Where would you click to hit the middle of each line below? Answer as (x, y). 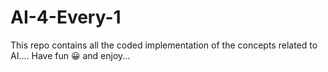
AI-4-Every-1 (66, 17)
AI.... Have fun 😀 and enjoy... (70, 55)
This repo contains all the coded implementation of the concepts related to (164, 45)
